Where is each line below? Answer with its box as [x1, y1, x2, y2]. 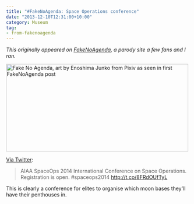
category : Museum [6, 19, 48, 25]
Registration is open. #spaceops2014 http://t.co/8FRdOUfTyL [20, 174, 168, 181]
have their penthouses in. [6, 191, 67, 198]
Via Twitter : [6, 156, 34, 163]
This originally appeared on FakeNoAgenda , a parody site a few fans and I [6, 46, 186, 53]
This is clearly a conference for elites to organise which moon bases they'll [6, 185, 186, 192]
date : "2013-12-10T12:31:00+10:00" [6, 14, 93, 20]
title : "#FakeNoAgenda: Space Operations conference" [6, 8, 140, 15]
